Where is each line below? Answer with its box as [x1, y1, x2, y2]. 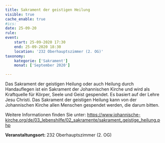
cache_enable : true [5, 16, 46, 21]
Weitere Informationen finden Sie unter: [5, 112, 86, 118]
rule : [5, 30, 16, 35]
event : [5, 35, 19, 40]
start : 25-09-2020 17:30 [14, 40, 66, 45]
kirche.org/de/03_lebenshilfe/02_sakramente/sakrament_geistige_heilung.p [5, 117, 161, 123]
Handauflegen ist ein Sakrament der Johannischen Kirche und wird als [5, 86, 150, 92]
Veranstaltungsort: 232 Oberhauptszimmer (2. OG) [5, 132, 112, 138]
